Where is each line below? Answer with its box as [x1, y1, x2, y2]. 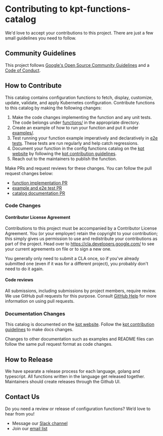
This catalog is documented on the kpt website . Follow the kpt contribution [5, 321, 154, 327]
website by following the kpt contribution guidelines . [12, 150, 117, 157]
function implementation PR [12, 179, 68, 186]
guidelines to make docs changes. [5, 327, 74, 333]
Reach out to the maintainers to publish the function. [12, 156, 117, 161]
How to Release [5, 355, 53, 364]
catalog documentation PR [12, 190, 65, 196]
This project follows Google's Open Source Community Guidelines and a [5, 62, 149, 68]
